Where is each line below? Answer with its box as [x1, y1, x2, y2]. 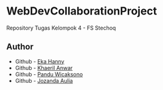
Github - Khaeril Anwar [15, 64, 73, 71]
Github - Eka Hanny [15, 57, 65, 65]
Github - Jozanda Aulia [15, 77, 73, 84]
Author [6, 42, 33, 52]
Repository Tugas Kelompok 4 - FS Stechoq [6, 24, 116, 31]
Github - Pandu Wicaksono [15, 71, 83, 78]
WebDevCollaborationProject [6, 4, 158, 18]
